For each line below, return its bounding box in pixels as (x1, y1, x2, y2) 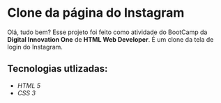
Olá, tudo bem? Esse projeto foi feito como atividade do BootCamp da (7, 28, 208, 36)
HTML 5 (17, 81, 41, 90)
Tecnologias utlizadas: (7, 63, 108, 74)
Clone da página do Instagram (7, 5, 185, 21)
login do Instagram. (7, 42, 63, 51)
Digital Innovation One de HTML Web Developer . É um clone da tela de (7, 35, 214, 43)
